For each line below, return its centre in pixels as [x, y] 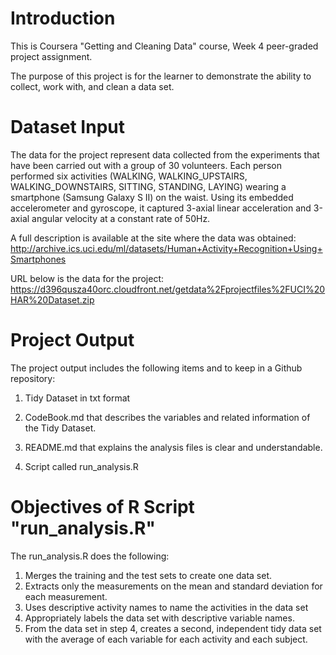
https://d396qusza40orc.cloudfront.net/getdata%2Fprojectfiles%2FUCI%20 [168, 289]
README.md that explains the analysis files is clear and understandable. [173, 447]
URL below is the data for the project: [87, 278]
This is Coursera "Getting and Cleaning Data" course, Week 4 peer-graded [164, 46]
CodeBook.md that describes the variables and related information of [167, 417]
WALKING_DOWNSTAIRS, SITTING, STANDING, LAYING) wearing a [148, 186]
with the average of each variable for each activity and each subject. [166, 639]
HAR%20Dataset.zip [52, 299]
